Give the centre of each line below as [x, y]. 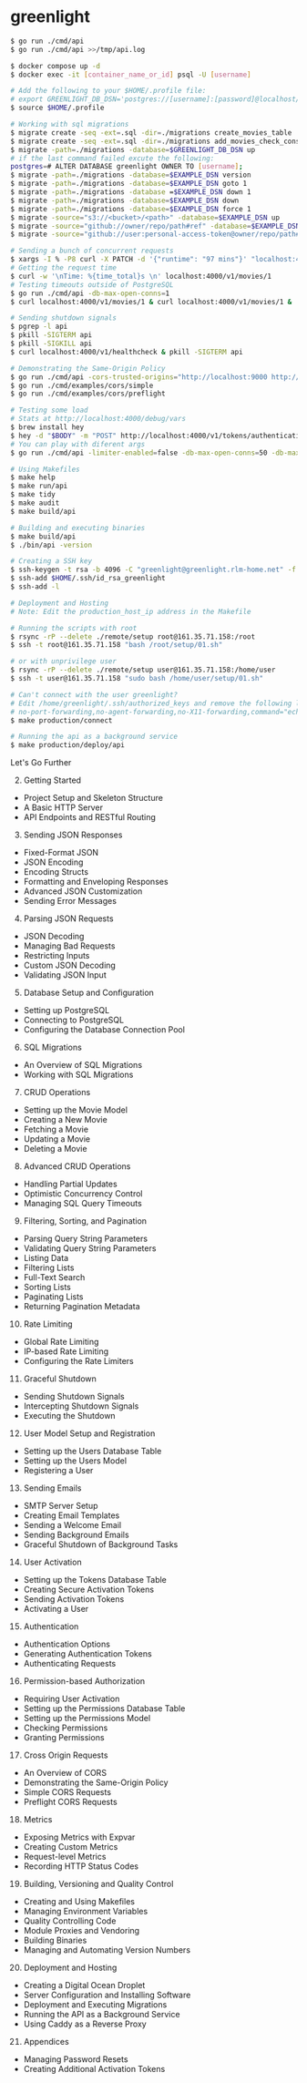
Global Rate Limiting [61, 1342]
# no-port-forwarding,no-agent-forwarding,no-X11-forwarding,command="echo [157, 712]
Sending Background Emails [77, 1535]
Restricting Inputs [56, 956]
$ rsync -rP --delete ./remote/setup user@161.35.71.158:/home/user [143, 670]
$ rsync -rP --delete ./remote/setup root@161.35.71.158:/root [133, 636]
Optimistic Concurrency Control [83, 1194]
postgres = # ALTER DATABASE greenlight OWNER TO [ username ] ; [127, 167]
